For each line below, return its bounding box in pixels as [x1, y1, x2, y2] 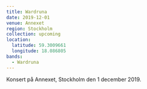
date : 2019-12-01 [6, 14, 50, 20]
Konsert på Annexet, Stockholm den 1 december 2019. [6, 76, 142, 83]
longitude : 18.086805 [11, 48, 67, 54]
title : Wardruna [6, 8, 47, 15]
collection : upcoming [6, 31, 61, 37]
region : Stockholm [6, 25, 53, 32]
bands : [6, 54, 23, 60]
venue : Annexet [6, 20, 45, 26]
